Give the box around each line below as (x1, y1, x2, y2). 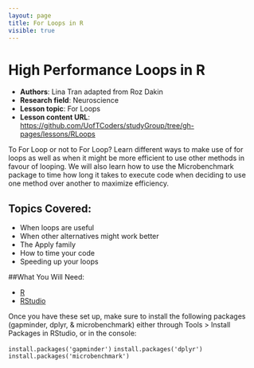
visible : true (8, 26, 56, 34)
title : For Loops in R (8, 19, 84, 27)
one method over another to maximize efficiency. (8, 178, 170, 188)
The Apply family (19, 240, 76, 249)
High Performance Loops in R (8, 61, 205, 79)
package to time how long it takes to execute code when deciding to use (8, 170, 247, 180)
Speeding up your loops (19, 256, 99, 267)
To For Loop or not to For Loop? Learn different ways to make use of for (8, 145, 244, 155)
